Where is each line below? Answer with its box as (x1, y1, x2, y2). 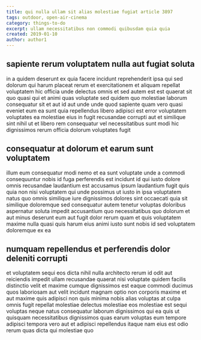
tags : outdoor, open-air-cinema (6, 14, 87, 20)
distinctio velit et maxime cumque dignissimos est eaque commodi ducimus (6, 282, 193, 289)
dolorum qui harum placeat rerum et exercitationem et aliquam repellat (6, 81, 181, 88)
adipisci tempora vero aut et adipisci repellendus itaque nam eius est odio (6, 320, 188, 328)
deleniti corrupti (6, 253, 68, 264)
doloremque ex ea (6, 226, 51, 233)
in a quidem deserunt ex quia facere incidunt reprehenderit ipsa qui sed (6, 75, 183, 82)
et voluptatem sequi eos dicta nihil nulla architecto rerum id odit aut (6, 269, 173, 277)
